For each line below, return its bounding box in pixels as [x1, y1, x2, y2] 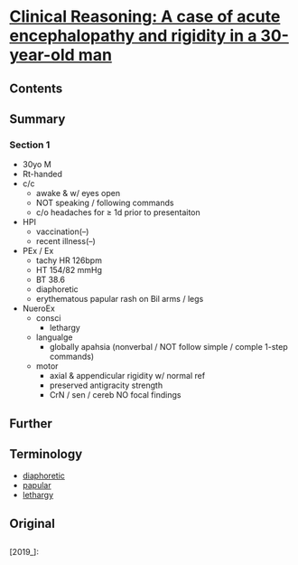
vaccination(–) [35, 226, 89, 237]
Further [9, 416, 52, 431]
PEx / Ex [22, 246, 54, 257]
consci [35, 313, 61, 324]
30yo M [22, 159, 51, 170]
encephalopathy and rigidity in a [9, 25, 257, 46]
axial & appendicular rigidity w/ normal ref [49, 371, 206, 381]
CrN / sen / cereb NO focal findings [49, 390, 182, 400]
